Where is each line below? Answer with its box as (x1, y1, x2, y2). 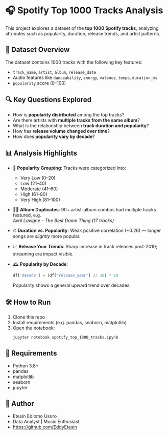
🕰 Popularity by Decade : (12, 261, 68, 267)
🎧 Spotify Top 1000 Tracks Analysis (5, 5, 163, 16)
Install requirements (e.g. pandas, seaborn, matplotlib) (12, 320, 127, 326)
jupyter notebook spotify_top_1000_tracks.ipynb (12, 335, 118, 340)
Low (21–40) (20, 181, 47, 187)
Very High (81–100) (20, 196, 60, 203)
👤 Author (5, 399, 34, 408)
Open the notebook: (12, 325, 55, 331)
